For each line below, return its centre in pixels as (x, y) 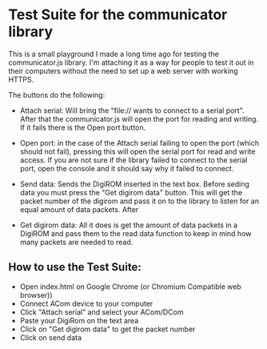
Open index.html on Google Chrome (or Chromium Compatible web (130, 287)
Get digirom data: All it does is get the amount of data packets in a (129, 225)
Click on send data (51, 337)
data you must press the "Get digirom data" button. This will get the (131, 192)
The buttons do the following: (57, 94)
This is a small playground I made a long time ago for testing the (114, 54)
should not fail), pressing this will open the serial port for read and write (137, 151)
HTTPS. (21, 79)
